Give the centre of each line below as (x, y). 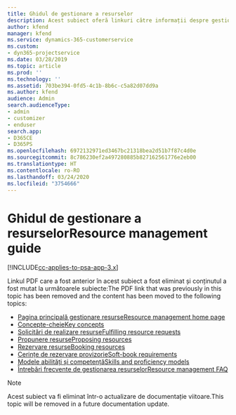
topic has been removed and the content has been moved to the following (114, 296)
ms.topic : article (34, 66)
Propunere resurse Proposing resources (74, 340)
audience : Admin (31, 99)
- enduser (22, 125)
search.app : (25, 131)
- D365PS (20, 145)
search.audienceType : (39, 105)
